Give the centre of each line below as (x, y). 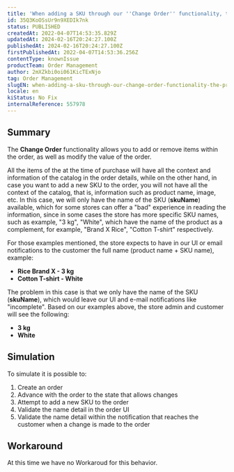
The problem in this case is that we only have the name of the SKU (103, 292)
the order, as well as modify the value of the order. (79, 157)
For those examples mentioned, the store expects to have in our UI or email (115, 243)
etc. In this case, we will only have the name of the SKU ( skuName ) (104, 200)
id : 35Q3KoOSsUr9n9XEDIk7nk (48, 20)
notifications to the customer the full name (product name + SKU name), (111, 250)
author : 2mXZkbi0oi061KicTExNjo (54, 72)
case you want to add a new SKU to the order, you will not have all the (108, 184)
